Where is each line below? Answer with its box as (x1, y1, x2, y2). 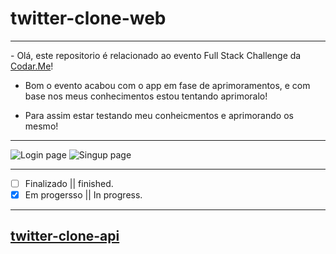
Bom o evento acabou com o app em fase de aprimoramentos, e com (24, 79, 311, 91)
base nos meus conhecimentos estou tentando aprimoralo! (24, 90, 268, 102)
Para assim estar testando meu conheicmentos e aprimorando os (24, 109, 294, 121)
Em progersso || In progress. (24, 189, 143, 201)
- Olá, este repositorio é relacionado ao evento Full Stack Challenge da (10, 49, 302, 61)
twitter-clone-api (10, 228, 120, 245)
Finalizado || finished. (24, 177, 114, 189)
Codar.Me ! (10, 60, 54, 72)
